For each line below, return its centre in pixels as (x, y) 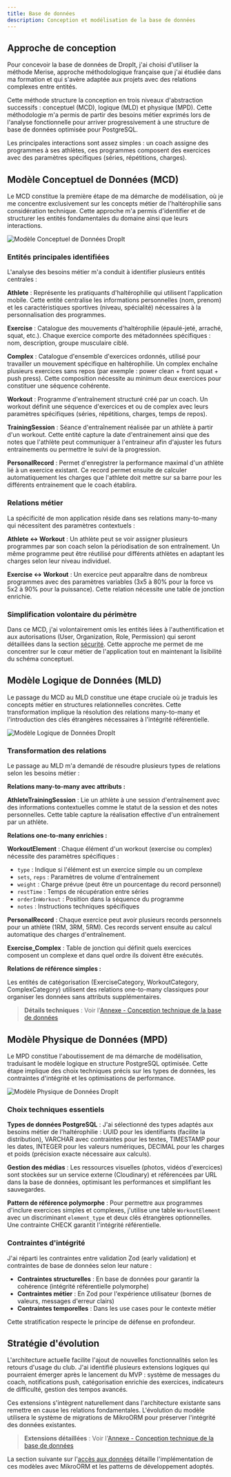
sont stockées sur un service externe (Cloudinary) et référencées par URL (112, 1175)
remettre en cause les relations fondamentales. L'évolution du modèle (106, 1411)
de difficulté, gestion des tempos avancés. (68, 1390)
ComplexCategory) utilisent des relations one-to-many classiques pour (108, 990)
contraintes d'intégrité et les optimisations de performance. (91, 1078)
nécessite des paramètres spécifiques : (63, 857)
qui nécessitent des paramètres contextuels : (71, 525)
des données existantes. (42, 1425)
